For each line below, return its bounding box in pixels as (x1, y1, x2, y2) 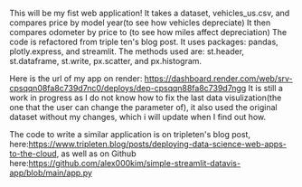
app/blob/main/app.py (9, 167, 93, 178)
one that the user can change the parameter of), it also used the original (9, 102, 278, 112)
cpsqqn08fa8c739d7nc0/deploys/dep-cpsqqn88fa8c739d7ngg (9, 83, 247, 93)
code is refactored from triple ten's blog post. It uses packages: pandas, (9, 36, 278, 47)
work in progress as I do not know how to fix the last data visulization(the (9, 92, 282, 103)
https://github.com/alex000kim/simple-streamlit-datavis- (28, 158, 241, 168)
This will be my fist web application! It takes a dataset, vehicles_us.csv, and (9, 8, 290, 18)
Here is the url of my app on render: (9, 73, 143, 84)
